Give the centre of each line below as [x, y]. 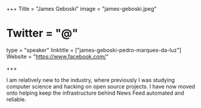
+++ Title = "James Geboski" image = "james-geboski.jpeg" [82, 9]
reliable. [16, 99]
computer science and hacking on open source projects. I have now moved [101, 86]
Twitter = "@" [42, 33]
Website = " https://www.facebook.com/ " [58, 56]
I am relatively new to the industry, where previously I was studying [91, 80]
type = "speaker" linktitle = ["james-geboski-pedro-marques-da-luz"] [94, 50]
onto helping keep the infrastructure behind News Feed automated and [95, 93]
